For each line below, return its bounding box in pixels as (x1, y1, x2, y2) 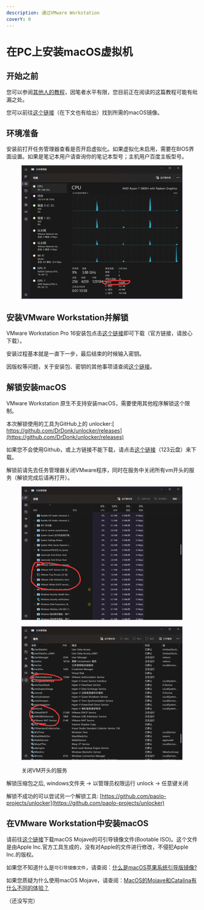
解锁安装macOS (6, 382, 67, 393)
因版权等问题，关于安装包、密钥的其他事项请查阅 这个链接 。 (6, 363, 155, 370)
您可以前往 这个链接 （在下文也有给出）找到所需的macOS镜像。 (6, 109, 163, 116)
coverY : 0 (6, 16, 32, 22)
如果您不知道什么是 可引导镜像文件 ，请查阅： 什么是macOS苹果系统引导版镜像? (6, 863, 197, 871)
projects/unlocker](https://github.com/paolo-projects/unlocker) (6, 799, 165, 806)
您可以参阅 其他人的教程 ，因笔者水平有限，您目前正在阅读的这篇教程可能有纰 (6, 88, 198, 95)
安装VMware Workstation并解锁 (6, 312, 129, 323)
